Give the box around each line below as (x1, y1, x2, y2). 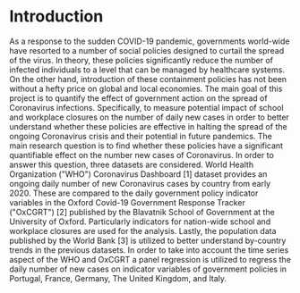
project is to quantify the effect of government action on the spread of (9, 92, 268, 104)
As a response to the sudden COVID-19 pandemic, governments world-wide (9, 36, 290, 46)
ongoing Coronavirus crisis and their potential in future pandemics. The (9, 130, 273, 141)
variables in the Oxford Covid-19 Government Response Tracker (9, 197, 246, 207)
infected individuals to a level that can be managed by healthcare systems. (9, 64, 285, 75)
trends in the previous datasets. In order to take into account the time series (9, 244, 289, 255)
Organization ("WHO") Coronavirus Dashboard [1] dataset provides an (9, 168, 268, 180)
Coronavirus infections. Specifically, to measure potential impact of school (9, 102, 284, 113)
